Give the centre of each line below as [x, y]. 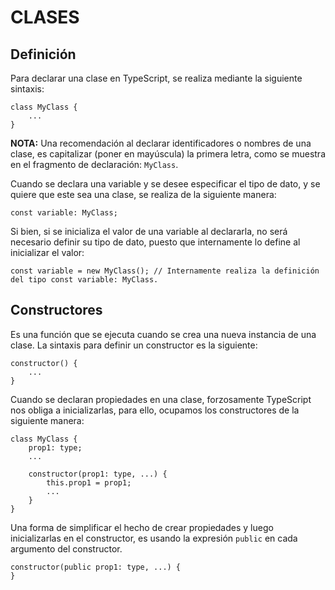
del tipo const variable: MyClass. [84, 280]
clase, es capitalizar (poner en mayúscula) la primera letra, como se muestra [168, 154]
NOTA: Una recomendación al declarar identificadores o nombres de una [161, 143]
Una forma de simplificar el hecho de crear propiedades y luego [142, 527]
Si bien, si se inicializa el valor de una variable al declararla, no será [149, 231]
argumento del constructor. [66, 548]
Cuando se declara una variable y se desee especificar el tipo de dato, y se [165, 184]
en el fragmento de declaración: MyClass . [94, 164]
